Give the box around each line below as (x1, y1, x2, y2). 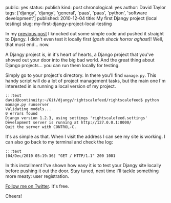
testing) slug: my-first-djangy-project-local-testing (5, 21, 112, 27)
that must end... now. (5, 42, 50, 48)
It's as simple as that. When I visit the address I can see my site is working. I (5, 133, 165, 139)
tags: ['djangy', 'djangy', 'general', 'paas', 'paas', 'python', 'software (5, 10, 147, 16)
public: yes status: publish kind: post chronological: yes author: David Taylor (5, 5, 166, 10)
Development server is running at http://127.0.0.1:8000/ (5, 120, 132, 125)
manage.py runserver (5, 102, 50, 107)
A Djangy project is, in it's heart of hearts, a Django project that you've (5, 51, 154, 57)
